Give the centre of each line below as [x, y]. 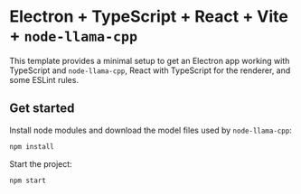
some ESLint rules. [44, 79]
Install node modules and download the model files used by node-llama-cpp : [150, 130]
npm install [32, 146]
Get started [42, 109]
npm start [28, 180]
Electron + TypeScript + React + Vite [149, 17]
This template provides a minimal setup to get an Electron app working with [150, 60]
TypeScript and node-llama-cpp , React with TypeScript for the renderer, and [150, 70]
